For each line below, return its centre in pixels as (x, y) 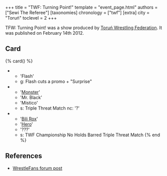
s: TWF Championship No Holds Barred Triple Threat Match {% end (90, 135)
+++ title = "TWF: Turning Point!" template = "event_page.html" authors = (81, 7)
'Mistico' (29, 103)
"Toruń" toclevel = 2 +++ (31, 18)
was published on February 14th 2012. (45, 33)
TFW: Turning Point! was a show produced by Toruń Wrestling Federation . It (84, 28)
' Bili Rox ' (29, 119)
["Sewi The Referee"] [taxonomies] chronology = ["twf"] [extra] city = (77, 13)
